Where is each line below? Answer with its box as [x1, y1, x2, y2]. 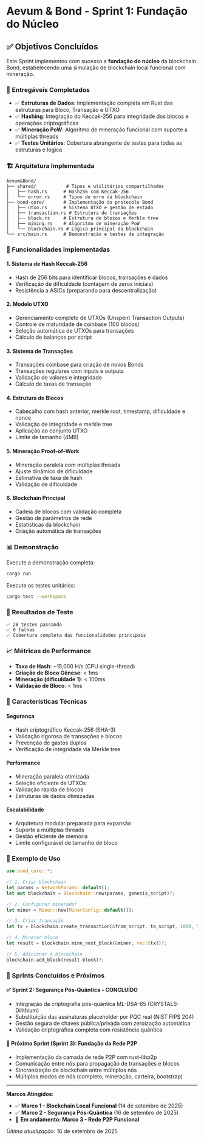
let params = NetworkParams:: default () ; [6, 884, 110, 890]
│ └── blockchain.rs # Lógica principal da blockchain [6, 226, 154, 232]
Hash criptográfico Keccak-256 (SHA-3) [15, 726, 116, 733]
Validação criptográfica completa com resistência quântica [15, 1026, 163, 1033]
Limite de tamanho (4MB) [15, 434, 79, 441]
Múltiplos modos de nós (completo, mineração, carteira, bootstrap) [15, 1073, 183, 1080]
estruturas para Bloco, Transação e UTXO [15, 106, 120, 114]
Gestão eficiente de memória [15, 832, 88, 840]
